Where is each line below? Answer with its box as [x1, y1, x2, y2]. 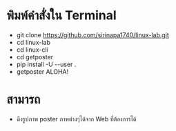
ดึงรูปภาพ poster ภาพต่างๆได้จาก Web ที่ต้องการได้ [16, 114, 137, 123]
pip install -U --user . [16, 60, 77, 68]
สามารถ [6, 92, 41, 108]
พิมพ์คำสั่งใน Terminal [6, 8, 117, 23]
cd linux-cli [16, 46, 49, 54]
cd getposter [16, 52, 53, 61]
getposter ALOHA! [16, 67, 69, 76]
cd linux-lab [16, 38, 51, 46]
